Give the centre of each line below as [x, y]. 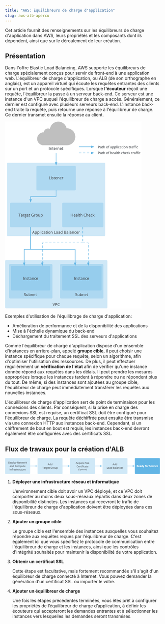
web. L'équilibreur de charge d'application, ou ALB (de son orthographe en [81, 78]
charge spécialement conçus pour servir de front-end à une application [77, 73]
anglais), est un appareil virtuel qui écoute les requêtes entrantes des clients [82, 84]
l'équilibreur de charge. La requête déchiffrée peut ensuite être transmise [79, 418]
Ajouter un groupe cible [37, 521]
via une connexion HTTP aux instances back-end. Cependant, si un [73, 423]
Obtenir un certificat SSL [38, 561]
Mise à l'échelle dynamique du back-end [53, 331]
